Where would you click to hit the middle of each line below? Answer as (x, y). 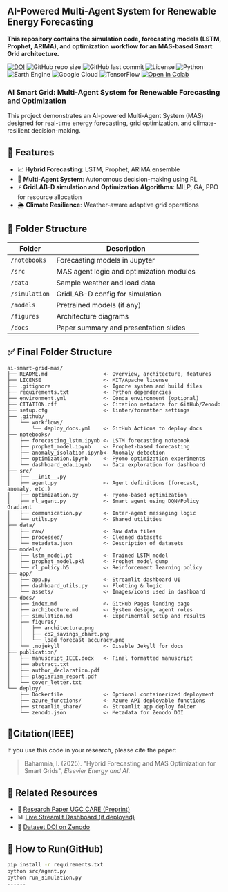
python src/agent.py (37, 871)
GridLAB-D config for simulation (109, 294)
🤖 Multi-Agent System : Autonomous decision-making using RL (107, 179)
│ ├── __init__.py (37, 477)
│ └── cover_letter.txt (44, 682)
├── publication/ (32, 652)
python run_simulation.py (44, 877)
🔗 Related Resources (53, 793)
